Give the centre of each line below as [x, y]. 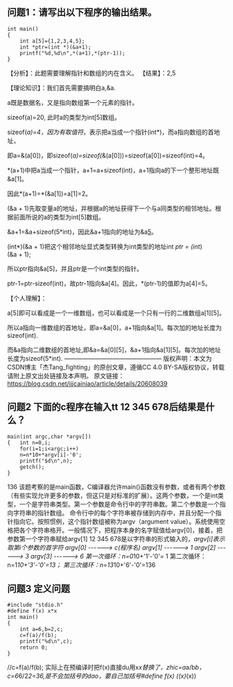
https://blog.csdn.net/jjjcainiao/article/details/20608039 [87, 383]
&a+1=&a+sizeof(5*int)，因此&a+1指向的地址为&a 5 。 [83, 232]
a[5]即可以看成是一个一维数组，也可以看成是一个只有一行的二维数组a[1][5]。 [116, 313]
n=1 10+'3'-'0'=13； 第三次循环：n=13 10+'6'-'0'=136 [81, 565]
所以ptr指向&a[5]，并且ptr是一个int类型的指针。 [75, 269]
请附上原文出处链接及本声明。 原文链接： [66, 375]
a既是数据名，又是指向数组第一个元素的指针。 [73, 102]
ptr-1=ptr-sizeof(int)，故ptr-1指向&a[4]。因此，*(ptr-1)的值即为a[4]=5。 [109, 283]
